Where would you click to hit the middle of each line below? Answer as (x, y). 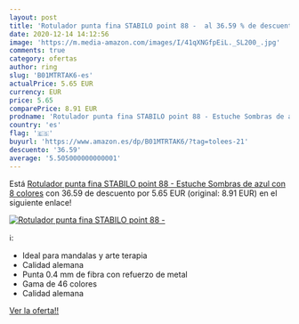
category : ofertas (43, 59)
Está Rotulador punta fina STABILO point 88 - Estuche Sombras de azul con (148, 183)
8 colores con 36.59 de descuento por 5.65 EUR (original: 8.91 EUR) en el (143, 193)
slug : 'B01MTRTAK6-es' (51, 76)
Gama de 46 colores (60, 283)
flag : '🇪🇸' (31, 134)
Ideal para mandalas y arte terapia (85, 255)
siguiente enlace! (40, 202)
